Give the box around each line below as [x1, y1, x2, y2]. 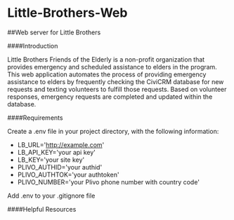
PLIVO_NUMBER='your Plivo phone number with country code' [17, 177, 200, 186]
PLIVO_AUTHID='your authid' [17, 163, 103, 171]
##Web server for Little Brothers [7, 28, 101, 36]
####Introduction [7, 41, 58, 50]
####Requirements [7, 114, 63, 122]
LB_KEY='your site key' [17, 156, 85, 164]
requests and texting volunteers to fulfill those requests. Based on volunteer [7, 85, 227, 93]
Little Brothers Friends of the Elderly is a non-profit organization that [7, 55, 205, 64]
